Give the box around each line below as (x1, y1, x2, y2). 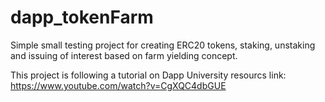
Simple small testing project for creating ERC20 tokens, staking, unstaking (10, 39, 316, 51)
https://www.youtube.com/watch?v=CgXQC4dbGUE (10, 79, 227, 91)
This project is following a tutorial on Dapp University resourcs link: (10, 69, 287, 81)
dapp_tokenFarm (10, 6, 154, 29)
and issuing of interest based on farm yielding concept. (10, 49, 238, 61)
